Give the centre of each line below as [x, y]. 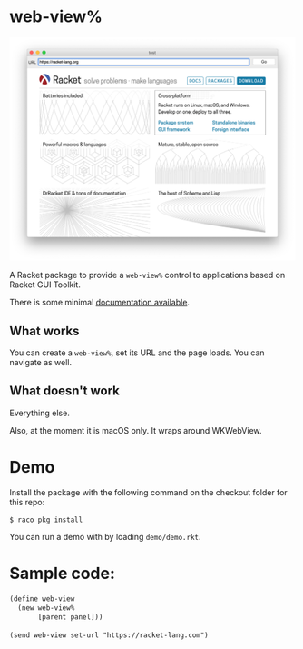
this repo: [27, 502]
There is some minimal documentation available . [100, 303]
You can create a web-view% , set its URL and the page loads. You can [137, 353]
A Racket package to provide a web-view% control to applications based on [147, 275]
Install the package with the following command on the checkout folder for [148, 492]
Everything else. [39, 413]
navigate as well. [41, 362]
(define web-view [42, 599]
